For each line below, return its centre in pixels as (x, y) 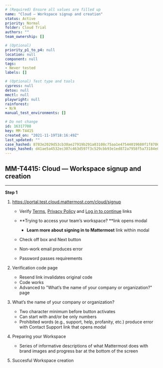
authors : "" (17, 32)
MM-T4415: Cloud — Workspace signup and (73, 168)
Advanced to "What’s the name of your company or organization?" (86, 287)
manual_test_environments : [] (36, 113)
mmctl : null (17, 95)
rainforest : (17, 104)
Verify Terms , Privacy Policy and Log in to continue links (75, 211)
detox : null (17, 90)
